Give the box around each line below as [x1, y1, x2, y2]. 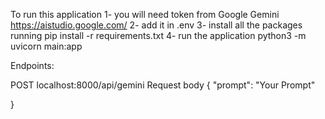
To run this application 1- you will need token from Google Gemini [10, 9, 280, 20]
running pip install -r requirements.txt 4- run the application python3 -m [10, 30, 307, 41]
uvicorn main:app [10, 40, 83, 52]
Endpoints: [10, 60, 55, 71]
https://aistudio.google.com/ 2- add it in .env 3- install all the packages [10, 19, 303, 31]
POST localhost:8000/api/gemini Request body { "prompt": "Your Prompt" [10, 79, 316, 91]
